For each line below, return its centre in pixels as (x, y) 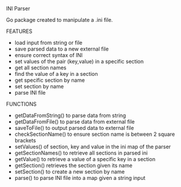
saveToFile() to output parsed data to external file (74, 128)
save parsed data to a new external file (61, 49)
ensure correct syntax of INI (48, 55)
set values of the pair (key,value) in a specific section (79, 61)
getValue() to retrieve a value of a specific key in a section (85, 159)
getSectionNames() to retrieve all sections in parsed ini (81, 153)
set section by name (39, 86)
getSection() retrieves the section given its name (73, 165)
